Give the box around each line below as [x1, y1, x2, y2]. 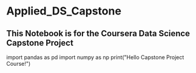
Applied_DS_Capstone [6, 4, 121, 18]
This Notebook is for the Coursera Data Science [6, 28, 190, 39]
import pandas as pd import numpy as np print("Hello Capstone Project [6, 54, 184, 61]
